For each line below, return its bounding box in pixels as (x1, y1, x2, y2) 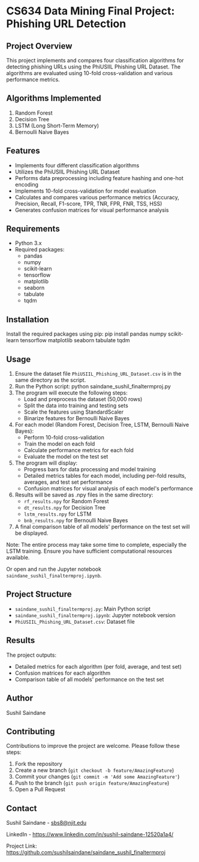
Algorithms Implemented (6, 93, 102, 103)
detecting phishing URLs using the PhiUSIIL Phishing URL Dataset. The (6, 63, 181, 70)
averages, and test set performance (23, 478, 113, 486)
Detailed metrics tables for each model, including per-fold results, (23, 472, 186, 480)
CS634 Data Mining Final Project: (6, 4, 175, 18)
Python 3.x (14, 240, 42, 247)
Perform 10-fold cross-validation (23, 434, 105, 441)
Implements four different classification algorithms (14, 161, 140, 169)
